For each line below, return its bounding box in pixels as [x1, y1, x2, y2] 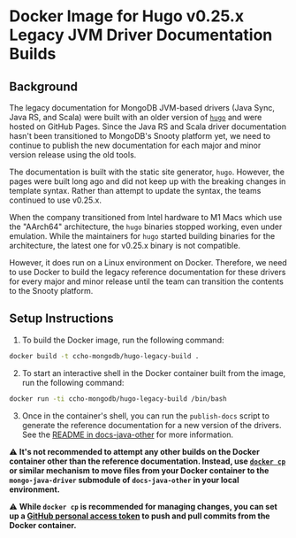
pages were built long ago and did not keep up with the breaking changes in [9, 176, 286, 187]
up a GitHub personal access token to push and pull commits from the [9, 511, 270, 521]
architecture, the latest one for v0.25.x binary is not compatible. [9, 241, 241, 250]
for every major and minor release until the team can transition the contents [9, 276, 285, 287]
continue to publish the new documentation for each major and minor [9, 140, 262, 150]
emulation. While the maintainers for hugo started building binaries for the [9, 231, 276, 241]
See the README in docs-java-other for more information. [21, 429, 234, 440]
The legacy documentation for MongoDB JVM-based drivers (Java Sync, [9, 103, 276, 112]
